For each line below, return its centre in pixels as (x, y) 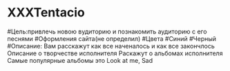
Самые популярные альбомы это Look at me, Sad (80, 60)
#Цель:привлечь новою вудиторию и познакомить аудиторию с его (107, 31)
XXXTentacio (46, 13)
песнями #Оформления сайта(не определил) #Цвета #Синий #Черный (112, 38)
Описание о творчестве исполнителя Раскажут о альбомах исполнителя (115, 53)
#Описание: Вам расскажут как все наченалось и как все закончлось (111, 46)
